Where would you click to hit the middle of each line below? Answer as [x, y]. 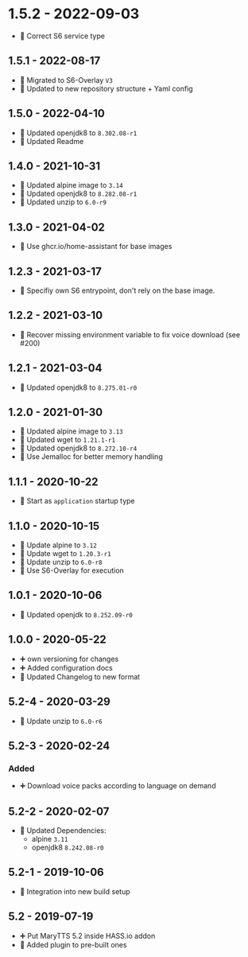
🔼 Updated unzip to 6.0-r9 [63, 202]
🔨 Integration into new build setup [75, 891]
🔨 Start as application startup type [77, 501]
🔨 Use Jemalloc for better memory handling [91, 457]
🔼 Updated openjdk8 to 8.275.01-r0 [78, 387]
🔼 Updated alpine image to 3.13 [71, 431]
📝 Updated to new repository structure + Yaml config [106, 88]
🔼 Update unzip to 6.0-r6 [61, 721]
